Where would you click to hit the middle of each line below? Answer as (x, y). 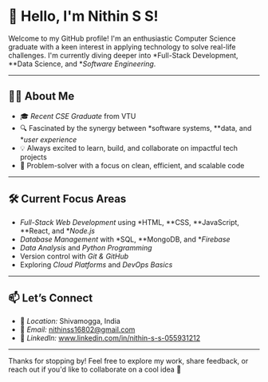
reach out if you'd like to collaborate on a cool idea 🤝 (95, 369)
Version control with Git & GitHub (74, 256)
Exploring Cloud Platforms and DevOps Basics (96, 264)
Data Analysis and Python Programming (86, 247)
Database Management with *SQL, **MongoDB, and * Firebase (125, 239)
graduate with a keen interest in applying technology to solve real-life (122, 46)
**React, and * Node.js (57, 230)
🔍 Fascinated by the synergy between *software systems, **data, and (136, 128)
